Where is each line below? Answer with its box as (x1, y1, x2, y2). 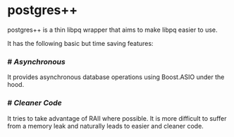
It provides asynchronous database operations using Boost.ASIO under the (7, 73, 225, 81)
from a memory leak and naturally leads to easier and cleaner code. (7, 121, 204, 130)
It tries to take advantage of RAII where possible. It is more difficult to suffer (7, 114, 227, 122)
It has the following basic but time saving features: (7, 39, 154, 47)
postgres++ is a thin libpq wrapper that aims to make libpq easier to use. (7, 25, 218, 34)
